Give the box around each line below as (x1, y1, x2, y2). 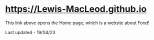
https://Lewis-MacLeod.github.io (5, 3, 147, 15)
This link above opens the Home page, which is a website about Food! (5, 20, 149, 26)
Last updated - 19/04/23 (5, 29, 55, 35)
